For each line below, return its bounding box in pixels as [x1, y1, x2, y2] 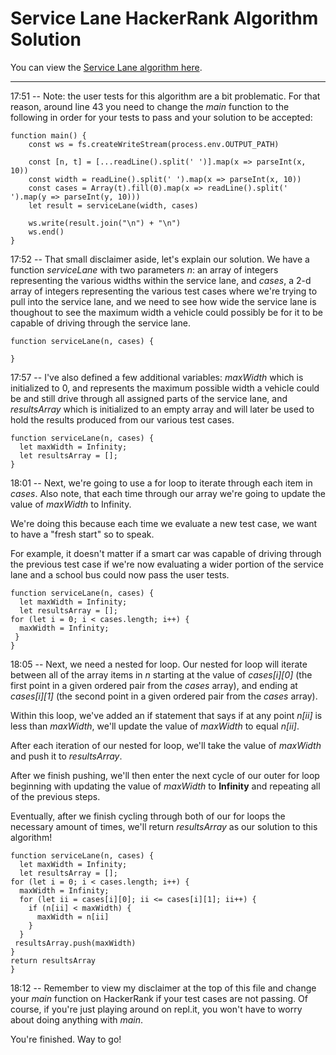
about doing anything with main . [10, 1013, 144, 1026]
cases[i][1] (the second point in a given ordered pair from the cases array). [10, 690, 318, 702]
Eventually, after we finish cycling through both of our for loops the [10, 810, 286, 822]
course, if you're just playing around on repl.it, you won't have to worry [10, 1003, 303, 1015]
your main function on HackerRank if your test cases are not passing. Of [10, 992, 308, 1004]
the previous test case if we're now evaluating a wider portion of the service [10, 558, 324, 570]
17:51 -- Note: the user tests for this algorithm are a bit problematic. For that [10, 90, 321, 102]
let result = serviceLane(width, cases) [28, 200, 199, 211]
